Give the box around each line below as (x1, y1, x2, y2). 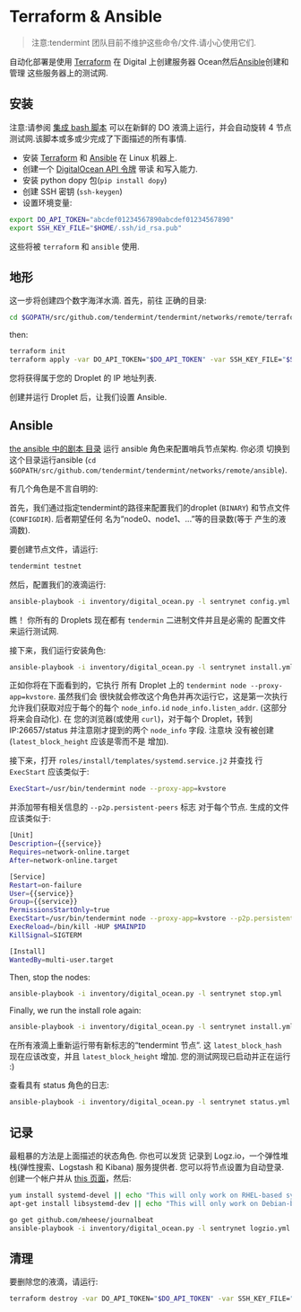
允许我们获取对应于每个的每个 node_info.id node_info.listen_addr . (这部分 (9, 703, 288, 714)
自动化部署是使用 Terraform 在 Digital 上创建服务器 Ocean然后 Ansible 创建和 (9, 56, 289, 66)
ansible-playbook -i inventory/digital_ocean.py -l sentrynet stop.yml (9, 988, 282, 998)
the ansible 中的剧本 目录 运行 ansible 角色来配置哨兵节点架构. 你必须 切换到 (9, 443, 290, 454)
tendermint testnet (9, 562, 82, 571)
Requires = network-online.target (9, 847, 130, 856)
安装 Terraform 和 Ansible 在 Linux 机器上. (21, 152, 177, 163)
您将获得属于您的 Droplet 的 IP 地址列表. (9, 372, 157, 383)
